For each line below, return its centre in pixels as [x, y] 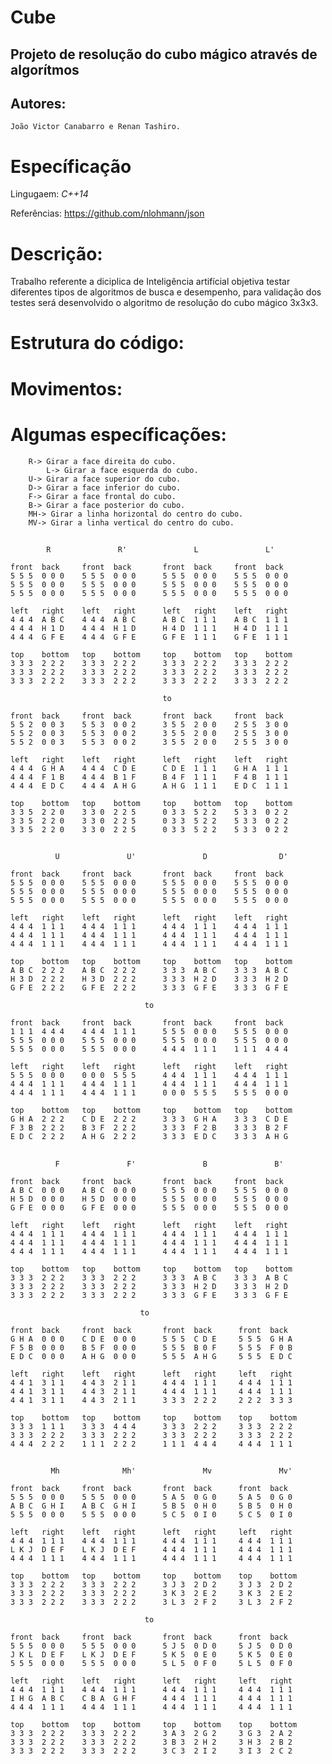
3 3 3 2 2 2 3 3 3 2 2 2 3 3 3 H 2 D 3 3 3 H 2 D [149, 1286]
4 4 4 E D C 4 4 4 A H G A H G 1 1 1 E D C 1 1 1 [149, 786]
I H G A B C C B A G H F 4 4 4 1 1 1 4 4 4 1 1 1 [151, 1699]
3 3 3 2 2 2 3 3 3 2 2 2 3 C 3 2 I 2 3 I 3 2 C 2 [151, 1751]
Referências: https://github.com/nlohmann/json [107, 213]
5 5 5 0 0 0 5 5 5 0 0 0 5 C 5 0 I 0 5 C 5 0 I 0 [151, 1515]
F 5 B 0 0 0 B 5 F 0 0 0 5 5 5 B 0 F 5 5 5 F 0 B [151, 1347]
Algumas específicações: [118, 434]
